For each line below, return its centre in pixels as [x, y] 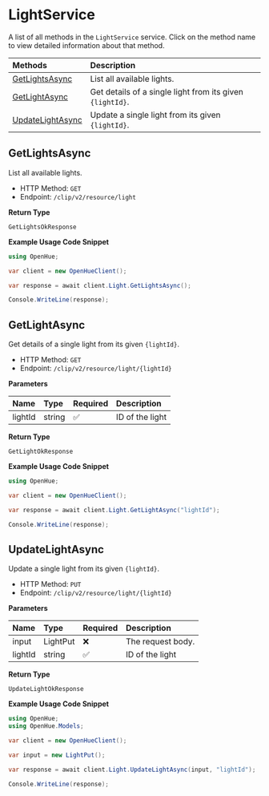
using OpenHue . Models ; [46, 726]
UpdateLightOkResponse [46, 689]
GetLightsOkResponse [43, 227]
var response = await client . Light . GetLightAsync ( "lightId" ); [114, 510]
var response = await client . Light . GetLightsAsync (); [100, 285]
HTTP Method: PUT [50, 584]
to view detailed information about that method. [87, 45]
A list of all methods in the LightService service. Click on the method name [132, 37]
